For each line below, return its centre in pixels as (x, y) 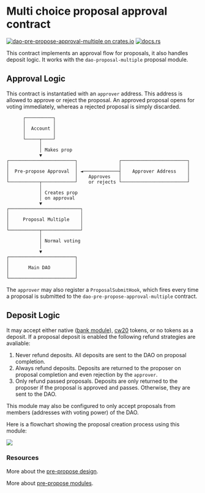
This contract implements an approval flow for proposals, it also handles (97, 53)
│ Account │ (39, 128)
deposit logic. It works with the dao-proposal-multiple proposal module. (97, 59)
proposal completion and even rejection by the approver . (86, 374)
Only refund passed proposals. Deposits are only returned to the (96, 381)
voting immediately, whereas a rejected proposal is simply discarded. (93, 106)
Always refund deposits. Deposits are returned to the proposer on (98, 368)
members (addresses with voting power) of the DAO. (73, 412)
